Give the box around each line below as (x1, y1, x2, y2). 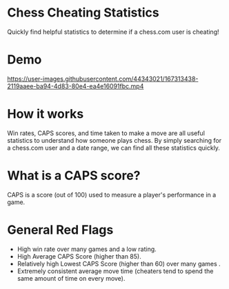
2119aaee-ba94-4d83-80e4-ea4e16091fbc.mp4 (7, 81, 144, 90)
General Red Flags (7, 222, 114, 237)
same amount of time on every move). (17, 274, 126, 282)
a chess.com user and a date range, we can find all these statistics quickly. (7, 143, 221, 152)
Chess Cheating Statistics (7, 5, 160, 21)
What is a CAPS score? (7, 168, 141, 183)
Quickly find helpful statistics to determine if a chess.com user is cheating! (7, 28, 219, 36)
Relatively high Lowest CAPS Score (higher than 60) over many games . (17, 259, 221, 268)
